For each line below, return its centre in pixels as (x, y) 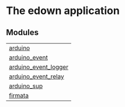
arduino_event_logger (39, 67)
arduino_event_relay (37, 76)
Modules (22, 32)
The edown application (63, 11)
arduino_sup (26, 86)
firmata (19, 96)
